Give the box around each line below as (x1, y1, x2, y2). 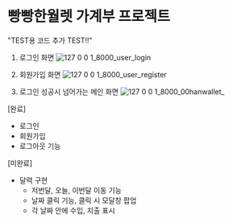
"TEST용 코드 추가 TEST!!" (7, 35, 94, 45)
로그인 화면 (19, 52, 55, 62)
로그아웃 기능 (19, 141, 61, 151)
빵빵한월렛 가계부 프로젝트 (7, 7, 171, 26)
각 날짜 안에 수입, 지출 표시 (31, 205, 115, 215)
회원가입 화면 (19, 69, 61, 79)
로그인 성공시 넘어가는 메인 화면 (19, 86, 119, 97)
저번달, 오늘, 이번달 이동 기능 (31, 185, 122, 195)
